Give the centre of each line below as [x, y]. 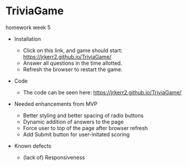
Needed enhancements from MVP [56, 104]
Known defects [33, 146]
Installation [28, 39]
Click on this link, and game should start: [73, 50]
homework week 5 [28, 27]
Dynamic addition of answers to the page [73, 122]
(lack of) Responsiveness [54, 157]
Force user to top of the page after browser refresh [85, 128]
